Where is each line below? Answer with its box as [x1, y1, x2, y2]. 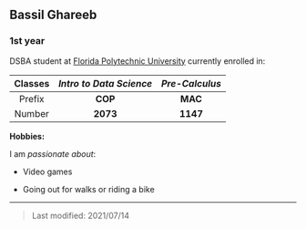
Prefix [19, 92, 45, 105]
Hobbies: [9, 130, 46, 141]
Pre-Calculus [160, 77, 221, 89]
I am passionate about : [9, 148, 97, 159]
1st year [9, 35, 46, 47]
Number [14, 107, 50, 120]
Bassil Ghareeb [9, 7, 97, 23]
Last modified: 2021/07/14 [31, 210, 130, 221]
